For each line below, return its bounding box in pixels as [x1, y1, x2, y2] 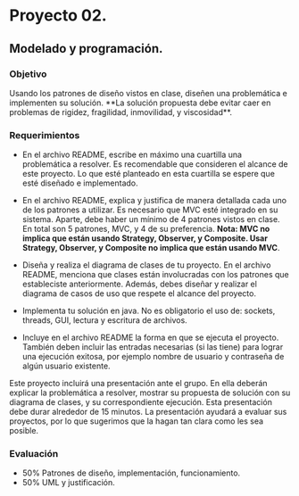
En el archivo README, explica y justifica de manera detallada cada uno [21, 195, 287, 206]
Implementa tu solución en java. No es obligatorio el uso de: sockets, [21, 305, 276, 317]
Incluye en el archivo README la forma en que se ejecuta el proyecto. [21, 332, 279, 343]
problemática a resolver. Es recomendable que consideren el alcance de [21, 159, 288, 169]
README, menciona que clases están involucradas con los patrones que [21, 269, 289, 280]
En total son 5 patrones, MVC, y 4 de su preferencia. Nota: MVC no [21, 224, 270, 235]
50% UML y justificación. [21, 477, 116, 488]
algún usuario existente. [21, 360, 111, 371]
